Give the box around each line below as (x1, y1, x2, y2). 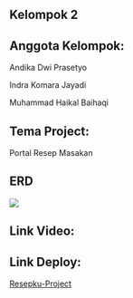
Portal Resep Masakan (9, 148, 93, 159)
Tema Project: (9, 123, 90, 139)
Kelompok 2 (9, 7, 79, 23)
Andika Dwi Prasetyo (9, 62, 88, 73)
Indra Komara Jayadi (9, 80, 87, 91)
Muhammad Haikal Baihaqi (9, 97, 109, 108)
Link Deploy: (9, 254, 81, 270)
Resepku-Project (9, 278, 72, 289)
